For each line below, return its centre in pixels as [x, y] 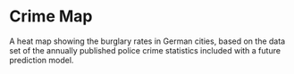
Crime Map [51, 16]
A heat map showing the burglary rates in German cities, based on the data [147, 41]
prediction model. [42, 60]
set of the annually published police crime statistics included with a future [145, 50]
